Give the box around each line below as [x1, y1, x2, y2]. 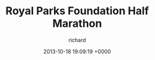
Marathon [52, 17, 102, 30]
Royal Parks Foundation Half [5, 4, 149, 18]
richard [68, 36, 86, 43]
